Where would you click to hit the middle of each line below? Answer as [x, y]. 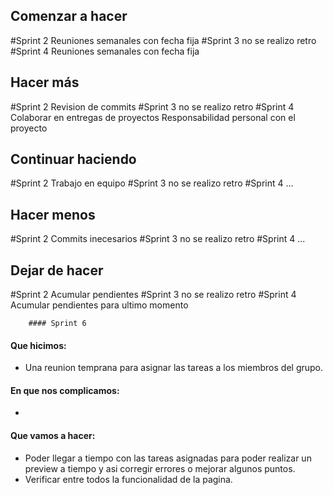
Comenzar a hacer [69, 16]
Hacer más [45, 82]
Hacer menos [53, 214]
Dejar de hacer [57, 270]
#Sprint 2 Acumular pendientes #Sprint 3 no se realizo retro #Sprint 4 [153, 295]
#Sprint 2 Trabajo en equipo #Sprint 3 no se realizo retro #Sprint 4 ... [152, 183]
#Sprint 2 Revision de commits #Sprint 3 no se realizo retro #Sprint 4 [152, 106]
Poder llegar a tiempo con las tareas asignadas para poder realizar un [168, 458]
